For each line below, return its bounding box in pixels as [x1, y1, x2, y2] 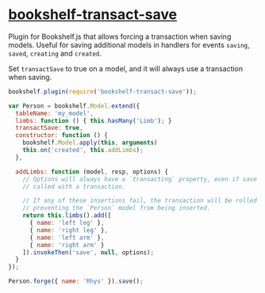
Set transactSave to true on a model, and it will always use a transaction [8, 63, 244, 73]
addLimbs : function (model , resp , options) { [15, 168, 169, 176]
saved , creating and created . [8, 48, 102, 58]
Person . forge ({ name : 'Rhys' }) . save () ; [8, 277, 144, 286]
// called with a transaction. [22, 182, 126, 191]
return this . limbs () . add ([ [22, 211, 112, 219]
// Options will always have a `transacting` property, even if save [22, 175, 258, 183]
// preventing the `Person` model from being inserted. [22, 204, 212, 212]
